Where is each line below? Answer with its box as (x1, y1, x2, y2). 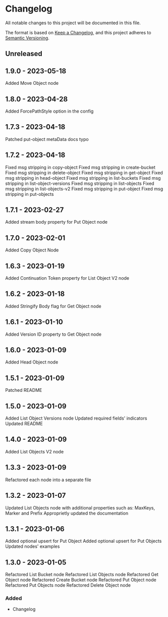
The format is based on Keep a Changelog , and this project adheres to (5, 29, 151, 35)
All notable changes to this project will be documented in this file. (5, 20, 141, 26)
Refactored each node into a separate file (5, 477, 92, 483)
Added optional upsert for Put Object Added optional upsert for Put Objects (5, 538, 162, 544)
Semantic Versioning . (5, 35, 49, 41)
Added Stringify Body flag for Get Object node (5, 303, 102, 309)
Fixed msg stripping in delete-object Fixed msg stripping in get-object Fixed (5, 170, 163, 176)
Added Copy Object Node (5, 247, 59, 253)
